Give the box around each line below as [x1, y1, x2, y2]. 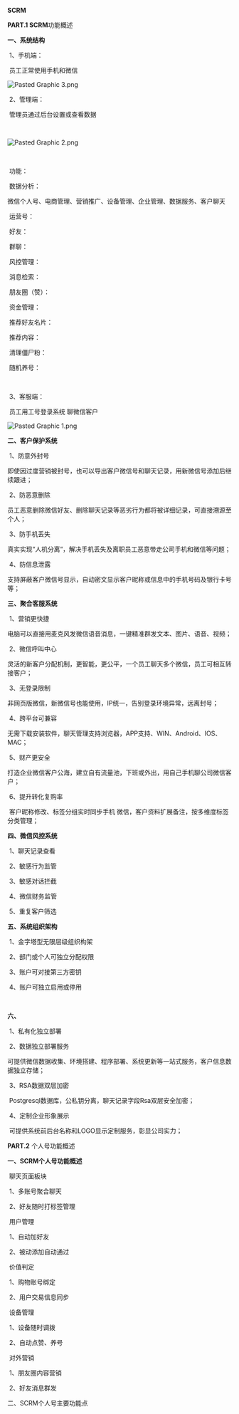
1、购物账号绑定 [9, 1278, 55, 1286]
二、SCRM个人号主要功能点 [7, 1399, 88, 1407]
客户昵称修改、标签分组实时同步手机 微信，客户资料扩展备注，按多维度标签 [9, 807, 229, 816]
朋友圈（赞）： [9, 288, 50, 296]
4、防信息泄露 [9, 560, 51, 568]
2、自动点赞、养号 [9, 1339, 63, 1346]
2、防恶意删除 [9, 491, 51, 499]
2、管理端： [9, 95, 45, 103]
